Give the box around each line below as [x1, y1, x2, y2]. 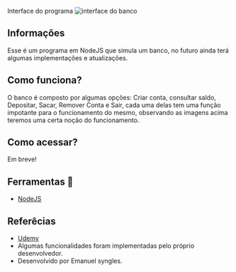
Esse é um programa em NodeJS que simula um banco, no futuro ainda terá [7, 46, 229, 55]
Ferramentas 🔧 [7, 175, 74, 187]
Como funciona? [7, 75, 82, 87]
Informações [7, 27, 65, 39]
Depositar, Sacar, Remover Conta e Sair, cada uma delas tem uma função [7, 100, 221, 109]
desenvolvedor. [17, 249, 63, 258]
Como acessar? [7, 136, 78, 148]
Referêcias [7, 215, 57, 227]
